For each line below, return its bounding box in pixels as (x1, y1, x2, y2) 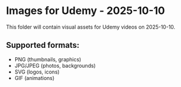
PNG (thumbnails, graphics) (14, 55, 82, 62)
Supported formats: (6, 40, 80, 50)
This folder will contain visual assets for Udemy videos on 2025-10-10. (6, 23, 176, 30)
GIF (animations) (14, 74, 55, 81)
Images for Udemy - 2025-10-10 (6, 4, 165, 18)
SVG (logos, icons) (14, 68, 60, 75)
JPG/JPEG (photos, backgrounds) (14, 62, 96, 69)
